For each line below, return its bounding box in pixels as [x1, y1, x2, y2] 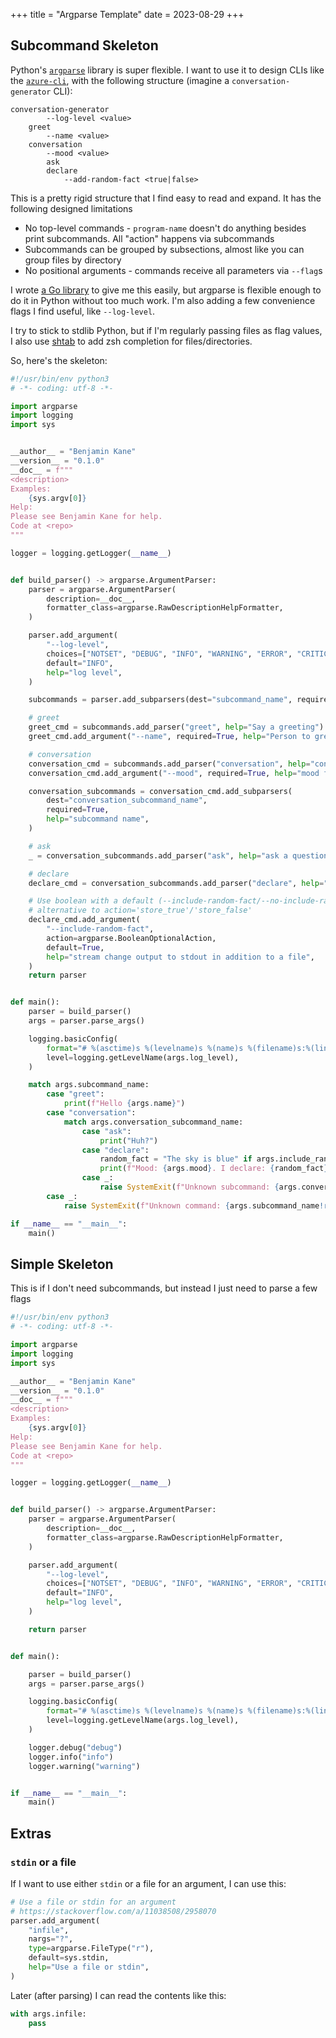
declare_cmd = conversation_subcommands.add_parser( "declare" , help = [28, 878, 325, 888]
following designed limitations [10, 202, 133, 214]
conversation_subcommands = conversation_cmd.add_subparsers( [28, 786, 293, 796]
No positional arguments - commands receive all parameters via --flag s [24, 264, 323, 276]
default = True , [46, 942, 105, 953]
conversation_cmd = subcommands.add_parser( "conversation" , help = [28, 759, 311, 769]
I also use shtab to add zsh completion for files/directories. [10, 335, 253, 347]
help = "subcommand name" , [46, 814, 150, 824]
